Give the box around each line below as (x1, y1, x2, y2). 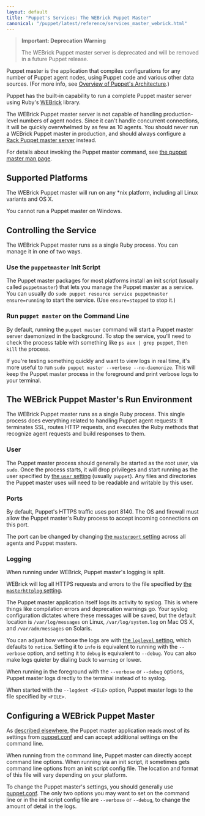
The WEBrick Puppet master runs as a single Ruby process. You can (6, 241, 179, 249)
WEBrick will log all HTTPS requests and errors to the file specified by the (6, 580, 192, 588)
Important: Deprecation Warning (21, 37, 106, 45)
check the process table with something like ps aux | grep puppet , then (6, 339, 188, 346)
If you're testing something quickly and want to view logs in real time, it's (6, 357, 190, 364)
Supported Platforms (6, 173, 88, 183)
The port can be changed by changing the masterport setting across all (6, 533, 186, 540)
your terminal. (6, 376, 42, 384)
